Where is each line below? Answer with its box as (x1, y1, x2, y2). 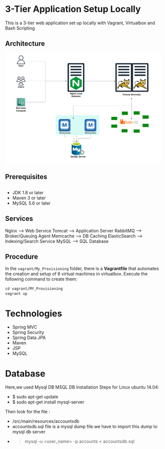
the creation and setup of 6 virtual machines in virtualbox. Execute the (5, 271, 148, 277)
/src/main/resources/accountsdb (12, 418, 80, 424)
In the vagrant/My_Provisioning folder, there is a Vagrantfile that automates (5, 266, 159, 272)
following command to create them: (5, 276, 78, 282)
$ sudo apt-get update (12, 394, 58, 400)
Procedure (5, 252, 39, 261)
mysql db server (12, 429, 46, 435)
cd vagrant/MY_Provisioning (5, 286, 63, 291)
